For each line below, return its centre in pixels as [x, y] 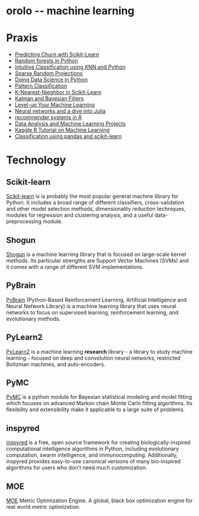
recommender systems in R [48, 117]
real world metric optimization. [44, 507]
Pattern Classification [41, 86]
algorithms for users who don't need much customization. [77, 468]
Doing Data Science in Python [51, 80]
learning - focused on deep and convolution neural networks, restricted [93, 358]
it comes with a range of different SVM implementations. [75, 267]
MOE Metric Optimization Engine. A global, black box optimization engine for [99, 501]
